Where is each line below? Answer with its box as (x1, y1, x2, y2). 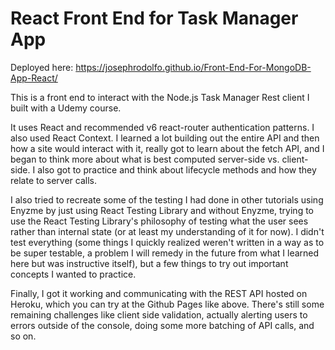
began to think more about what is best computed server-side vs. (10, 153, 280, 165)
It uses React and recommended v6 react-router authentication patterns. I (10, 121, 315, 133)
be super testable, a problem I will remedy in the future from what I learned (10, 247, 320, 259)
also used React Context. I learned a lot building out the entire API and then (10, 132, 320, 144)
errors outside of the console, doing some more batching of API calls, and (10, 319, 315, 331)
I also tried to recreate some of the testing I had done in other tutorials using (10, 193, 324, 206)
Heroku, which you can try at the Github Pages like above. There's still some (10, 298, 325, 310)
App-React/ (10, 72, 58, 84)
